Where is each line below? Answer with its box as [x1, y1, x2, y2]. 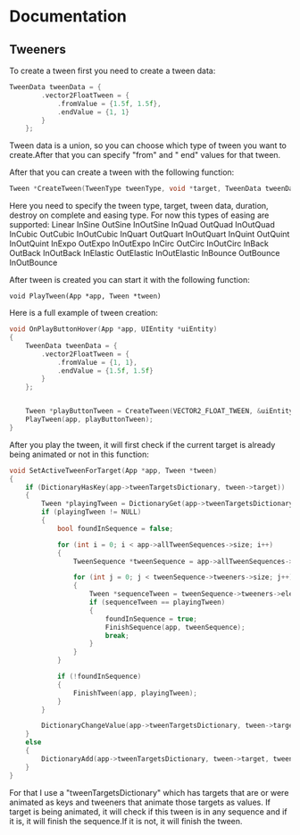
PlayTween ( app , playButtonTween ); [25, 415, 154, 424]
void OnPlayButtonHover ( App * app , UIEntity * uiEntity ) [9, 325, 218, 334]
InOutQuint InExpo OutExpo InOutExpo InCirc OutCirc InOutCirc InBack [9, 238, 270, 249]
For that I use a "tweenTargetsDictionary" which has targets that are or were [9, 787, 289, 798]
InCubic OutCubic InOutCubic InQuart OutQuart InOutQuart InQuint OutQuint [9, 229, 290, 240]
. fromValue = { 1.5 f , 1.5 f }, [56, 99, 162, 108]
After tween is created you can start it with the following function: [9, 275, 250, 285]
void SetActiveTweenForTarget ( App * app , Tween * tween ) [9, 466, 218, 475]
